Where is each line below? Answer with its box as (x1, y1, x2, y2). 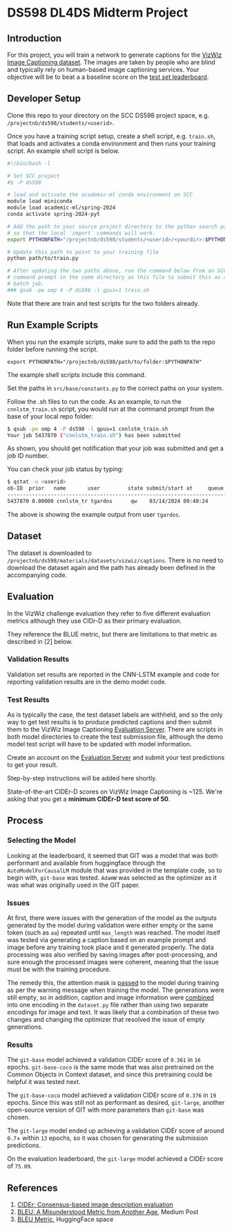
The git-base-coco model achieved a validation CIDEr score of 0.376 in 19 (7, 1091, 216, 1099)
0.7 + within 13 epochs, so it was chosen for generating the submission (7, 1134, 209, 1142)
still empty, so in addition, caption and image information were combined (7, 993, 214, 1002)
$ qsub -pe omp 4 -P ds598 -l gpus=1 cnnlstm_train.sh (7, 425, 168, 432)
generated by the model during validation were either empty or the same (7, 921, 214, 930)
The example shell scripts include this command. (7, 370, 146, 378)
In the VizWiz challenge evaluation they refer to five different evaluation (7, 609, 211, 617)
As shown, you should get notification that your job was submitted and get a (7, 444, 224, 452)
